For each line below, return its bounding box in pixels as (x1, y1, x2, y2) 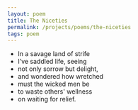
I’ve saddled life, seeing (17, 57, 87, 66)
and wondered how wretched (17, 72, 104, 81)
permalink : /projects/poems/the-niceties (7, 23, 132, 31)
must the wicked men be (17, 79, 90, 89)
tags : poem (7, 30, 40, 38)
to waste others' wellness (17, 87, 93, 96)
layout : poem (7, 10, 46, 18)
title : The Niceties (7, 17, 69, 24)
